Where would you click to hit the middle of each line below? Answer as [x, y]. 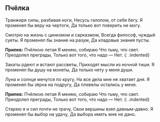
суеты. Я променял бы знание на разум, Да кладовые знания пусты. [78, 40]
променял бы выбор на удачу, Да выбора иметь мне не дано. [71, 114]
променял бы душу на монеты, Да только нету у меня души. [69, 70]
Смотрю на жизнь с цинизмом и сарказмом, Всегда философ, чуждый [80, 35]
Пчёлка [17, 8]
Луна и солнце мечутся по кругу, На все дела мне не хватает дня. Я [78, 79]
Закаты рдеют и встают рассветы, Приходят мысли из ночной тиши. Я [80, 64]
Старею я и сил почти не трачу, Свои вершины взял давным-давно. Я [79, 109]
